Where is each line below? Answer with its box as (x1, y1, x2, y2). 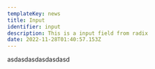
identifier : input (7, 23, 61, 30)
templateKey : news (7, 10, 61, 17)
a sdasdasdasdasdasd (7, 55, 70, 63)
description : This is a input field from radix (7, 29, 149, 37)
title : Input (7, 17, 45, 24)
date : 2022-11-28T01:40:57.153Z (7, 36, 101, 43)
